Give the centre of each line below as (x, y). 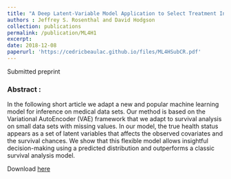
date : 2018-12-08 (32, 45)
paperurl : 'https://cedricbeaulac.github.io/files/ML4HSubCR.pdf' (104, 52)
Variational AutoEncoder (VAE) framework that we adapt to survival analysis (114, 119)
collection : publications (44, 26)
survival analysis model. (41, 156)
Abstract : (24, 89)
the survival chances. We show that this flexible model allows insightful (108, 141)
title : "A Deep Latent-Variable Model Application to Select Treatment (112, 13)
